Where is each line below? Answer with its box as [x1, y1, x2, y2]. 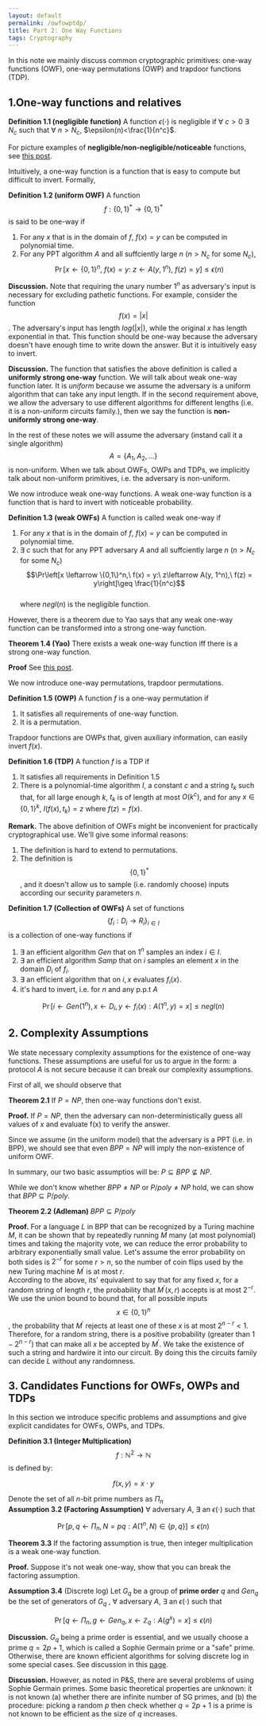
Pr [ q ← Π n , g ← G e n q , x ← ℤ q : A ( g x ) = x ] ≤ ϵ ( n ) [54, 1614, 213, 1626]
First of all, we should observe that [8, 1080, 121, 1089]
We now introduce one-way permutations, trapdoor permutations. [8, 678, 224, 688]
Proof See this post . [8, 662, 74, 673]
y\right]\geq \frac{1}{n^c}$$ [93, 579, 185, 588]
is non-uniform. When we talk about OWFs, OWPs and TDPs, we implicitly [8, 465, 250, 474]
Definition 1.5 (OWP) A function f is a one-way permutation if [8, 693, 209, 703]
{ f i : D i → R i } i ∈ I [106, 916, 160, 927]
